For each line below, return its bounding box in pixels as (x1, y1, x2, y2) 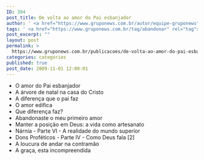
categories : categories (6, 54, 67, 60)
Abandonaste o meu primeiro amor (15, 114, 103, 122)
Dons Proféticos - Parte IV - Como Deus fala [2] (15, 134, 135, 141)
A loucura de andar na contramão (15, 141, 100, 148)
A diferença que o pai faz (15, 95, 79, 102)
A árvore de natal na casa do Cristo (15, 89, 104, 96)
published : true (6, 60, 47, 66)
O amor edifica (15, 102, 53, 109)
